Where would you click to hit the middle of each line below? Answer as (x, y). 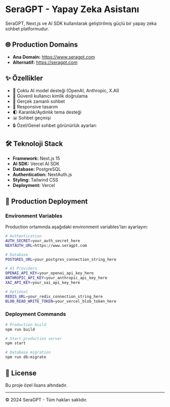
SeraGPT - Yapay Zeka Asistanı (72, 9)
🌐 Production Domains (42, 45)
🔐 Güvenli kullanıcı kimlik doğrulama (50, 96)
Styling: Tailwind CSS (35, 180)
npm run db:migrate (26, 357)
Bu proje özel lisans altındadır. (36, 385)
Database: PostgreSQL (37, 169)
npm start (16, 343)
